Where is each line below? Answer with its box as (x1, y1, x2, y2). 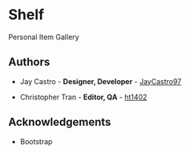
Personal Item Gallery (8, 32, 79, 42)
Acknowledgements (8, 115, 111, 129)
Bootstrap (19, 136, 53, 146)
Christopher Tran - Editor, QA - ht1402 (19, 92, 148, 102)
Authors (8, 55, 51, 69)
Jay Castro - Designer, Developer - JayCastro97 (19, 76, 182, 86)
